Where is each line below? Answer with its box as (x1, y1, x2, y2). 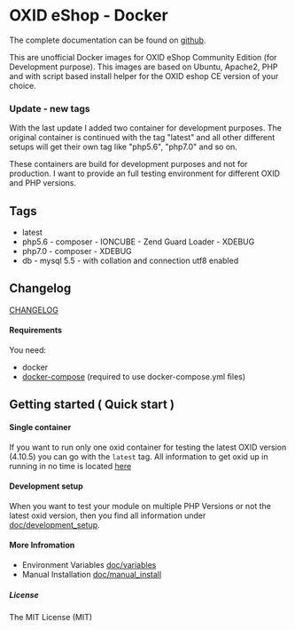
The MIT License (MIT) (9, 612, 93, 623)
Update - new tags (9, 102, 90, 115)
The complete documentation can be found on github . (9, 35, 206, 45)
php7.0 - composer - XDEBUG (21, 246, 133, 257)
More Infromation (9, 539, 75, 551)
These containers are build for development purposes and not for (9, 159, 248, 170)
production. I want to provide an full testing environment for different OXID (9, 168, 281, 179)
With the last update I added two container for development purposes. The (9, 123, 282, 133)
